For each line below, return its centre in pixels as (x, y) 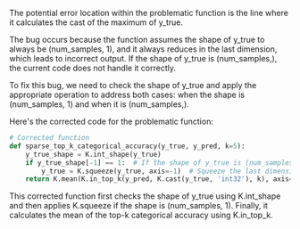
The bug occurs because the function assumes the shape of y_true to (137, 40)
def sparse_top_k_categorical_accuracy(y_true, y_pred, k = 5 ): (127, 146)
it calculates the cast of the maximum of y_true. (96, 22)
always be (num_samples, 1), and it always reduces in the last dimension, (143, 49)
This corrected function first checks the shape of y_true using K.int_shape (145, 196)
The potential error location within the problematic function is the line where (149, 13)
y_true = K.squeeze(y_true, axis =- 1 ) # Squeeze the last (151, 171)
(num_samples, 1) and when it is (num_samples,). (99, 104)
